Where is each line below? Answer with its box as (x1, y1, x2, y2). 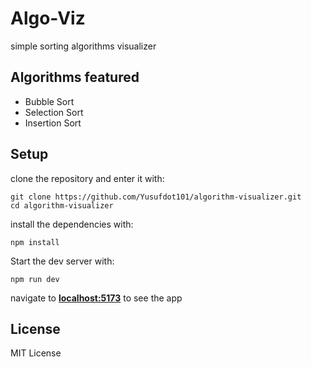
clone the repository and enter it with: (10, 172, 165, 184)
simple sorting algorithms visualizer (10, 40, 157, 52)
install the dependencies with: (10, 218, 134, 230)
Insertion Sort (24, 117, 82, 129)
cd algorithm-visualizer (10, 200, 114, 211)
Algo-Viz (10, 7, 86, 30)
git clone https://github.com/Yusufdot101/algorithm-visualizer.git (10, 192, 302, 202)
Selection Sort (24, 106, 84, 118)
